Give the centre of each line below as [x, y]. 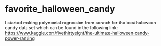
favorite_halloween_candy [60, 9]
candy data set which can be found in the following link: [62, 27]
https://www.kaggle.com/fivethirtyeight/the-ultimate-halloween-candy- [77, 33]
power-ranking [20, 38]
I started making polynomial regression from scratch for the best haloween [80, 23]
